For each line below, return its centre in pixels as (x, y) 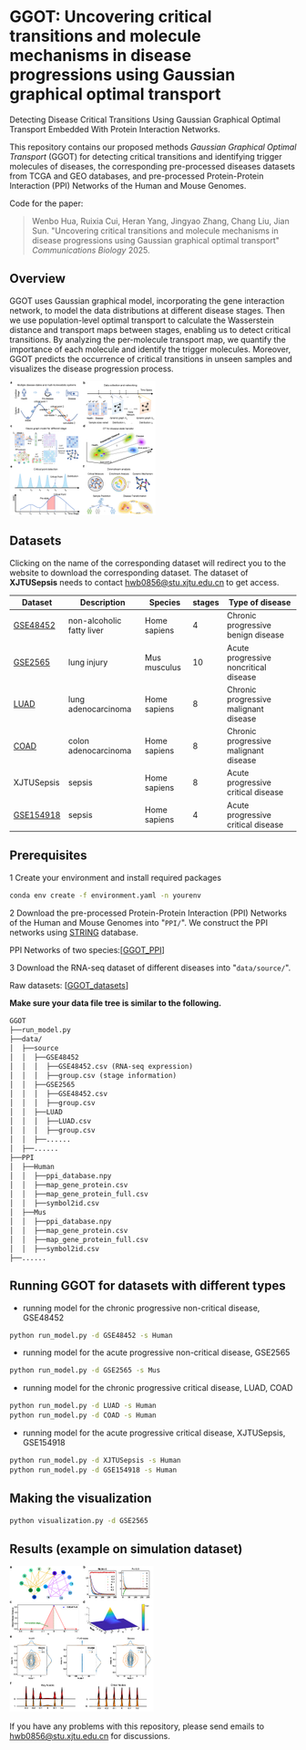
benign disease (255, 635)
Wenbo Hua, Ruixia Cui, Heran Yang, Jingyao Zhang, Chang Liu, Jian (160, 221)
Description (103, 603)
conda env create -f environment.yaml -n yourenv (106, 896)
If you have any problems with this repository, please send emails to (137, 1726)
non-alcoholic (95, 620)
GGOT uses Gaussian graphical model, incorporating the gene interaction (147, 300)
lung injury (88, 662)
